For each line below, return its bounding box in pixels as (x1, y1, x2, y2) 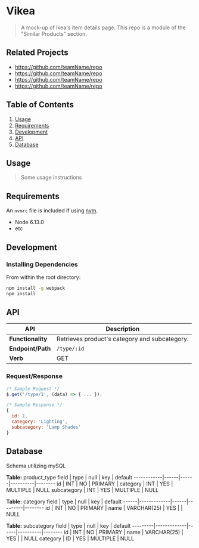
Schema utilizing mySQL (6, 462, 66, 469)
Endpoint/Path (9, 345, 51, 353)
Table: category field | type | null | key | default (6, 498, 122, 505)
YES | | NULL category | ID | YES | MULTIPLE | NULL (6, 535, 135, 542)
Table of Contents (6, 100, 74, 110)
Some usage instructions (20, 174, 82, 181)
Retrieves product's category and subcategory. (56, 335, 189, 343)
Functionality (9, 335, 48, 343)
